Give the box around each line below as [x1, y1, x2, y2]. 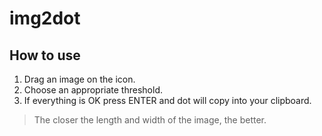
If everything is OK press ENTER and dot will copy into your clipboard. [23, 95, 312, 106]
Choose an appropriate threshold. [23, 84, 163, 96]
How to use [9, 47, 81, 64]
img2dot [9, 7, 81, 30]
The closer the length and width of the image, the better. [33, 114, 267, 126]
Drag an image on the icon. [23, 73, 136, 85]
